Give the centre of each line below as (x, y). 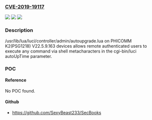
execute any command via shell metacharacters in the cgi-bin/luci (71, 51)
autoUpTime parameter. (29, 56)
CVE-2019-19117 (25, 7)
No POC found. (20, 91)
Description (19, 30)
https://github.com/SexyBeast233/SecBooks (57, 112)
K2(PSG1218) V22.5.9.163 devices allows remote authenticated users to (76, 46)
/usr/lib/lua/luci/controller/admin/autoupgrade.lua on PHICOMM (68, 41)
